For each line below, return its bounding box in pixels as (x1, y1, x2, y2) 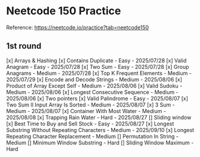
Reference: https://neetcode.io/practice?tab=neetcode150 (6, 24, 149, 31)
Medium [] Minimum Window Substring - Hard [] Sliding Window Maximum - (6, 139, 194, 146)
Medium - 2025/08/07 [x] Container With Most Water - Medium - (6, 107, 166, 114)
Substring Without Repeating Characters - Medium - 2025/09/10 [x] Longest (6, 126, 195, 133)
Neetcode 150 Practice (6, 4, 121, 18)
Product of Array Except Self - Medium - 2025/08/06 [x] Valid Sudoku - (6, 82, 183, 89)
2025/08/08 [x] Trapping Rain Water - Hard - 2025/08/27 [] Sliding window (6, 114, 192, 121)
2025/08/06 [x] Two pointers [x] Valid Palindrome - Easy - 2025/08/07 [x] (6, 95, 188, 102)
